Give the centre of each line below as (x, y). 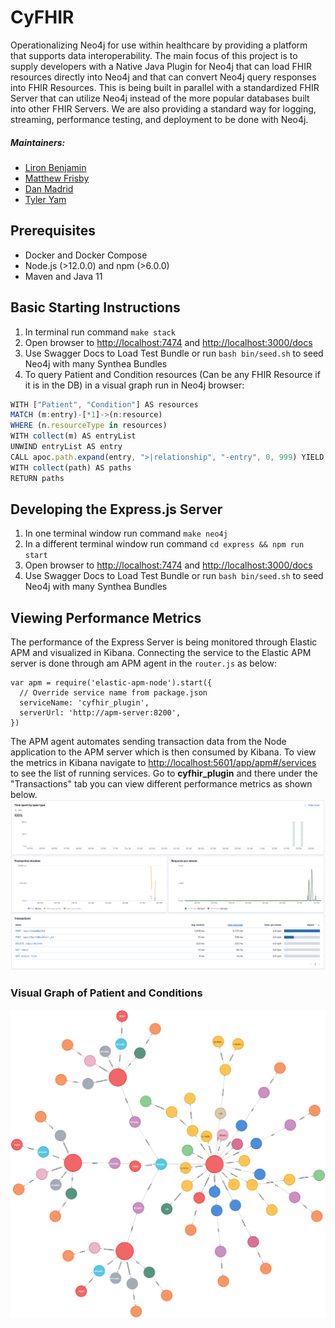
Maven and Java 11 (63, 276)
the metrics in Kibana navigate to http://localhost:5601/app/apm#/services (163, 763)
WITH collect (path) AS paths (71, 467)
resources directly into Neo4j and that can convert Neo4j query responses (163, 77)
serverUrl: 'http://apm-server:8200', (100, 713)
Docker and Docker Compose (86, 255)
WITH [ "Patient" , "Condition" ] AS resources (104, 404)
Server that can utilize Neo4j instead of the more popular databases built (160, 98)
